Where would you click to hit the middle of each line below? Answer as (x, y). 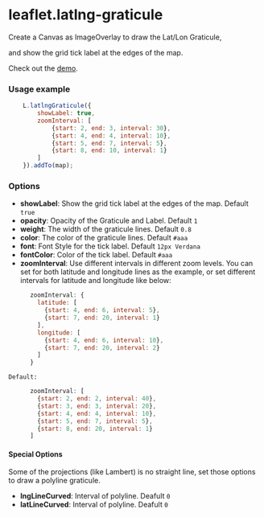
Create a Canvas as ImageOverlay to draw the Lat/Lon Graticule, (115, 37)
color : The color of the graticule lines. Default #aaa (104, 238)
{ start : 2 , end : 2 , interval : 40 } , (97, 399)
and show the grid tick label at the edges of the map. (96, 52)
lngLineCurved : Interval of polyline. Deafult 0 (95, 496)
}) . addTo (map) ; (48, 166)
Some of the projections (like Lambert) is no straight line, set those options (132, 472)
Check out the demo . (43, 68)
